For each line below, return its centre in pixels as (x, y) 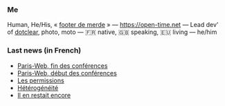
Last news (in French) (44, 51)
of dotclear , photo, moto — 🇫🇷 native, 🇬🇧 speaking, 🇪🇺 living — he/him (112, 32)
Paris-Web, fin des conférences (62, 65)
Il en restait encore (44, 95)
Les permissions (40, 80)
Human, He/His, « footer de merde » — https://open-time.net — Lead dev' (113, 25)
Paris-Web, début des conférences (67, 73)
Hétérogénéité (38, 87)
